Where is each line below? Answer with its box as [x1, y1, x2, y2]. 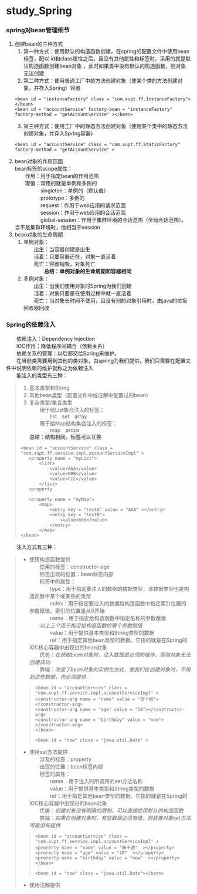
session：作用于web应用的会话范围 [40, 209, 126, 216]
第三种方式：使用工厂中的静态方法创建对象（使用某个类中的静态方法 [23, 123, 188, 130]
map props [49, 426, 80, 434]
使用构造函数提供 [29, 556, 71, 563]
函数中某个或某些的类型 [34, 592, 91, 600]
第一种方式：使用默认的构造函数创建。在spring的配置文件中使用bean [23, 48, 190, 55]
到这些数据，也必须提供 [29, 673, 86, 680]
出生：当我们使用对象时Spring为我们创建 [33, 283, 132, 290]
